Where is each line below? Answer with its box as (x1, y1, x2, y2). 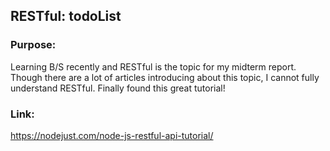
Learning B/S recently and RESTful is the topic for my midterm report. (10, 60, 297, 73)
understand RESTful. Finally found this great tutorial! (10, 82, 226, 94)
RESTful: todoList (10, 8, 122, 25)
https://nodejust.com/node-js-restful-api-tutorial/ (10, 129, 214, 141)
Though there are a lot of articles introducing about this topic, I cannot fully (10, 71, 320, 83)
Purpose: (10, 38, 57, 52)
